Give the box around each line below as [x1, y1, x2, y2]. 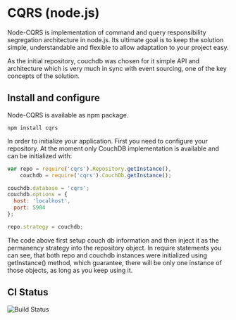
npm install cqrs [7, 124, 58, 132]
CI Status [7, 286, 49, 298]
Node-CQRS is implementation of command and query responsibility [7, 28, 206, 37]
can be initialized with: [7, 151, 73, 160]
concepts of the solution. [7, 72, 80, 80]
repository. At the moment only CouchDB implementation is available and [7, 144, 220, 153]
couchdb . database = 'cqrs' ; [7, 184, 90, 191]
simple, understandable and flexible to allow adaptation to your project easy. [7, 43, 229, 51]
